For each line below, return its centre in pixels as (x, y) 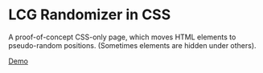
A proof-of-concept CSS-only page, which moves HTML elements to (122, 37)
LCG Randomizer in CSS (90, 15)
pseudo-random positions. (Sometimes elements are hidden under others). (132, 45)
